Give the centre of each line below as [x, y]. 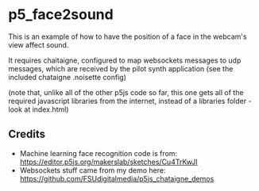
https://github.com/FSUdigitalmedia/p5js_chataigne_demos [117, 178]
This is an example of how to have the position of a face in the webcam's [128, 36]
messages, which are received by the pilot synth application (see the [121, 68]
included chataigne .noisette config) [68, 77]
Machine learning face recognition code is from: [98, 153]
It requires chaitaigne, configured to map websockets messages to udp [125, 60]
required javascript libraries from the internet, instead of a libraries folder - [130, 101]
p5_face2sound [61, 15]
